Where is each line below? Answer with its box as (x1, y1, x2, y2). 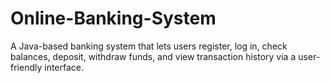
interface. (44, 61, 85, 73)
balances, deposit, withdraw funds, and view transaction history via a (10, 50, 297, 62)
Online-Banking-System (10, 7, 217, 30)
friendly (10, 61, 43, 73)
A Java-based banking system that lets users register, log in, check (10, 40, 288, 52)
